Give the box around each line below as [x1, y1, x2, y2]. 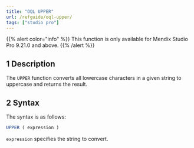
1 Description [6, 59, 55, 69]
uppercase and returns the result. [6, 80, 87, 88]
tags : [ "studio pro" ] [6, 19, 60, 25]
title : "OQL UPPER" [6, 8, 54, 15]
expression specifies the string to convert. [6, 135, 108, 142]
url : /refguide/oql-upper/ [6, 14, 73, 20]
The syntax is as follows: [6, 113, 66, 120]
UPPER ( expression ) [6, 125, 60, 130]
